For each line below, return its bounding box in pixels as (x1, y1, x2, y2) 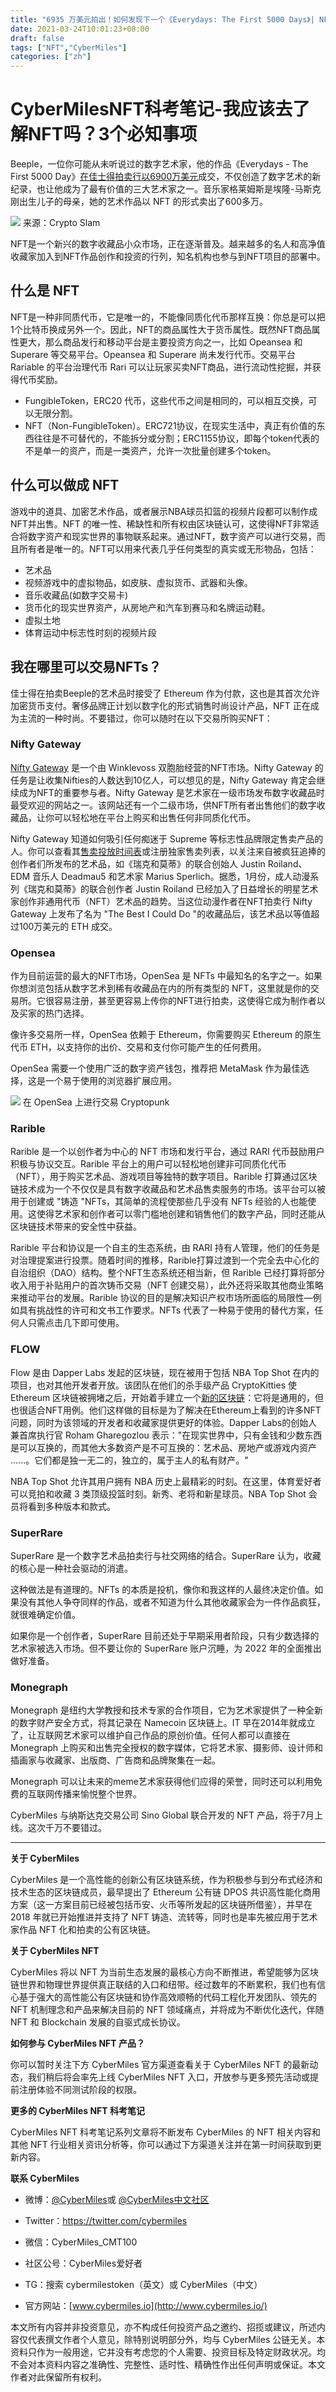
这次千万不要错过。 (27, 1822, 107, 1834)
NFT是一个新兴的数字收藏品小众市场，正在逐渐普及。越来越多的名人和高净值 (10, 238, 326, 250)
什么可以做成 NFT (10, 477, 120, 494)
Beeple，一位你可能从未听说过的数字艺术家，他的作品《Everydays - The (10, 158, 309, 170)
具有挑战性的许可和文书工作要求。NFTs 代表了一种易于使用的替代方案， (18, 1304, 315, 1316)
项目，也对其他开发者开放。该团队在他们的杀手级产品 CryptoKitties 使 (10, 1379, 297, 1391)
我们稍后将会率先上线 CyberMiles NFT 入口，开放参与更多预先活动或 (27, 2071, 311, 2083)
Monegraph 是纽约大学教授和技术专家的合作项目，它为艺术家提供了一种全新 (10, 1704, 323, 1716)
